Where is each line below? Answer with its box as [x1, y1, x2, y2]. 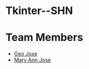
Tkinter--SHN [5, 4, 73, 18]
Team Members [5, 31, 83, 44]
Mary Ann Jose [13, 57, 51, 64]
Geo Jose [13, 50, 37, 57]
